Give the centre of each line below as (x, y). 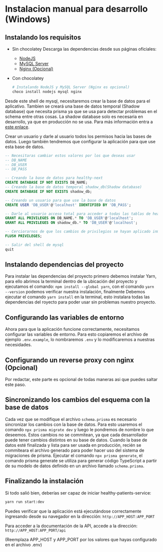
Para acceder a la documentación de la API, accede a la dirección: (71, 526)
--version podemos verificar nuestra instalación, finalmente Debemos (75, 292)
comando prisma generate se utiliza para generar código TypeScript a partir (81, 460)
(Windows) (28, 19)
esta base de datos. (25, 147)
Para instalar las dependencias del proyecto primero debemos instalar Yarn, (81, 276)
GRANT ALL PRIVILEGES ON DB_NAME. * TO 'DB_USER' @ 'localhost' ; (69, 218)
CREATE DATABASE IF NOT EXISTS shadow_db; (49, 191)
